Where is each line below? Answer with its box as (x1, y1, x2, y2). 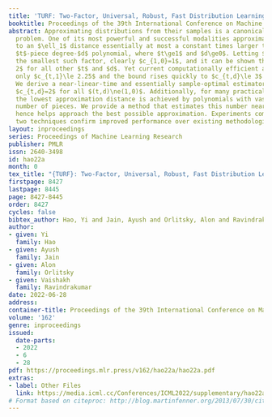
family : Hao (15, 239, 57, 247)
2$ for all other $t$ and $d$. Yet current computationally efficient (15, 65, 259, 73)
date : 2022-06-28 (8, 291, 67, 299)
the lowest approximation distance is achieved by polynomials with (15, 95, 252, 103)
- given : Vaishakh (8, 276, 70, 284)
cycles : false (8, 208, 57, 216)
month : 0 (8, 163, 38, 171)
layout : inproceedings (8, 125, 85, 133)
